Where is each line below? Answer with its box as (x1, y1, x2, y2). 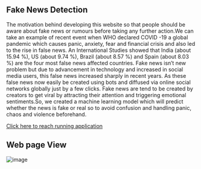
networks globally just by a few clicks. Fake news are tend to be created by (6, 84, 193, 92)
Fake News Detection (6, 5, 88, 15)
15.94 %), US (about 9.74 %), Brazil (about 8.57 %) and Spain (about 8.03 (6, 53, 189, 60)
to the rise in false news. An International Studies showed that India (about (6, 46, 191, 54)
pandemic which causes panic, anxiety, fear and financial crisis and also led (6, 40, 196, 47)
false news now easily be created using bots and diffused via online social (6, 78, 191, 86)
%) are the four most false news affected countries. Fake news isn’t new (6, 59, 187, 66)
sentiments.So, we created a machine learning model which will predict (6, 98, 183, 105)
